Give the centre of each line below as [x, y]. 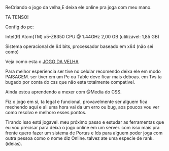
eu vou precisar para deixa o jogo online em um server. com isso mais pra [82, 128]
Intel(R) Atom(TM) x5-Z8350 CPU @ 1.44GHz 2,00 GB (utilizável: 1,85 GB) [82, 37]
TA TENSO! [17, 17]
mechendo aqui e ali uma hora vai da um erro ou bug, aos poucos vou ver [82, 107]
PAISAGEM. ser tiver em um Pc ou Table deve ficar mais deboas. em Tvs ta [83, 77]
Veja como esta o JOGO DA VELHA [42, 62]
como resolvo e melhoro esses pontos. [46, 112]
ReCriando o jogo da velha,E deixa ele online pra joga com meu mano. [79, 7]
